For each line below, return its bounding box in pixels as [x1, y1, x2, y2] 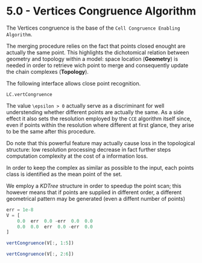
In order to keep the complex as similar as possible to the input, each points [6, 164, 194, 171]
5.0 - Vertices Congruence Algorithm [6, 4, 197, 18]
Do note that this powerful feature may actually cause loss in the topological [6, 139, 195, 146]
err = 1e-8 [6, 207, 34, 213]
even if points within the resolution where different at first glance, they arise [6, 121, 194, 128]
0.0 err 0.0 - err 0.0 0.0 [17, 218, 93, 224]
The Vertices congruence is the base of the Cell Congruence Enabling [6, 24, 180, 31]
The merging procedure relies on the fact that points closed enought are [6, 42, 186, 50]
